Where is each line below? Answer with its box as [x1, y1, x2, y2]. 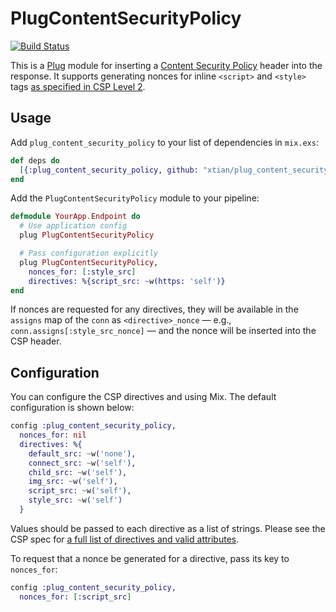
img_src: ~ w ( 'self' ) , [28, 477, 118, 487]
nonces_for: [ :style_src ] [28, 267, 137, 277]
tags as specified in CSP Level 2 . [10, 80, 146, 92]
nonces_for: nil [19, 430, 87, 441]
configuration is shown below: [10, 402, 135, 414]
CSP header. [10, 335, 62, 347]
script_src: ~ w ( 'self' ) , [28, 486, 132, 496]
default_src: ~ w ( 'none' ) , [28, 448, 137, 459]
